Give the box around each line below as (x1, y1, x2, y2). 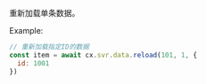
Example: (9, 26, 44, 35)
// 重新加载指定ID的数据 (9, 42, 89, 51)
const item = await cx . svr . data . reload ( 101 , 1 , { (9, 50, 198, 59)
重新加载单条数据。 (9, 8, 80, 18)
